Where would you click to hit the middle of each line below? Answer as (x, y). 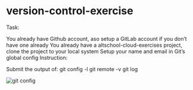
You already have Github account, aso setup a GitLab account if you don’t (96, 38)
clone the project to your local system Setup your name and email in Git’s (96, 51)
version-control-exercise (70, 11)
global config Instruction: (37, 57)
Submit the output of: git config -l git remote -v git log (72, 69)
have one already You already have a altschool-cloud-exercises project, (94, 45)
